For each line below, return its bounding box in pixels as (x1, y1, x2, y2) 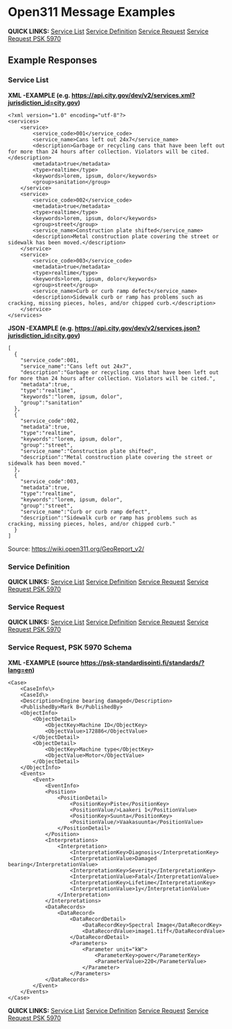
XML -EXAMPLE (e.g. (8, 91, 71, 99)
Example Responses (8, 55, 98, 66)
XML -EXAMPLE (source (8, 659, 80, 667)
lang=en (8, 665, 33, 674)
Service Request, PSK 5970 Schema (8, 643, 132, 652)
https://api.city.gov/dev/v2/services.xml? (71, 91, 196, 99)
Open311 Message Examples (8, 4, 176, 20)
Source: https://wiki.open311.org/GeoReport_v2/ (8, 544, 145, 553)
